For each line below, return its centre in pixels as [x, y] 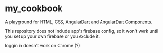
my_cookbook [34, 8]
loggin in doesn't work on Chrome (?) [42, 45]
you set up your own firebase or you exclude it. [52, 36]
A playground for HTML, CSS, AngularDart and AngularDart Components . [79, 22]
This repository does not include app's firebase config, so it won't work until [82, 31]
